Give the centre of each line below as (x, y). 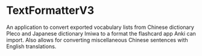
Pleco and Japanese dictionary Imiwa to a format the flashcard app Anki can (101, 33)
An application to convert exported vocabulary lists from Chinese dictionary (100, 27)
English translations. (31, 46)
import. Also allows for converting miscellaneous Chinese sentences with (97, 40)
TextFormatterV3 (50, 11)
